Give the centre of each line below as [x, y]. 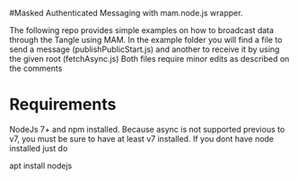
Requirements [63, 104]
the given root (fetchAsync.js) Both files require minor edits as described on [149, 59]
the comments [36, 68]
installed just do [39, 148]
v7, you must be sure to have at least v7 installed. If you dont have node [142, 139]
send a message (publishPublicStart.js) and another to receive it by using [145, 49]
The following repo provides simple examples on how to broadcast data [142, 30]
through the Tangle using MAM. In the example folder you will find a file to [146, 40]
